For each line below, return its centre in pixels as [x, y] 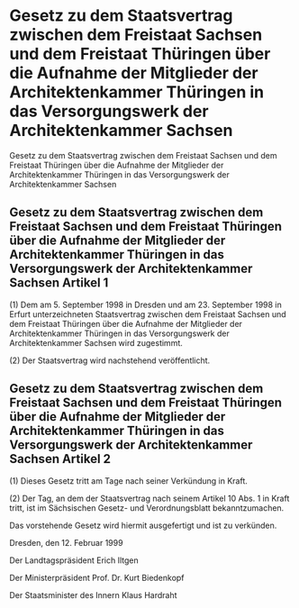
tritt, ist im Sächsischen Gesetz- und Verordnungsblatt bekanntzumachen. [147, 508]
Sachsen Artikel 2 [60, 459]
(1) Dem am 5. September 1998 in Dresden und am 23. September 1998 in [145, 304]
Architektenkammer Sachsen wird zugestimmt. [96, 342]
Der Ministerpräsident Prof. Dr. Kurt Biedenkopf [97, 577]
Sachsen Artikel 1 [59, 283]
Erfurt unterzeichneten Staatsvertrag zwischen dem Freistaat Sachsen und [148, 314]
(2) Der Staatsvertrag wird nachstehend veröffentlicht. [110, 360]
